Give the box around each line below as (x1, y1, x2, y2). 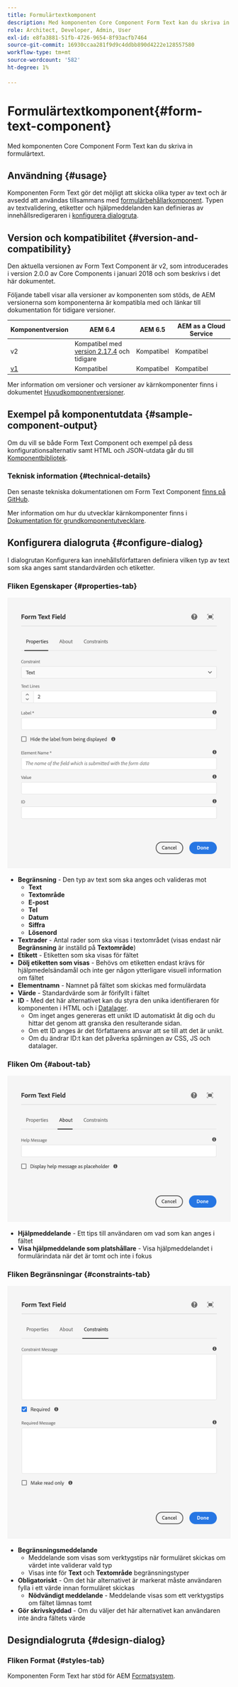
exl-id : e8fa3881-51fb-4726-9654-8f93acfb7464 (7, 34, 147, 41)
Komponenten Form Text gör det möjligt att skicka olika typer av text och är (7, 188, 227, 197)
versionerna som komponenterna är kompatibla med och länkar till (7, 299, 201, 307)
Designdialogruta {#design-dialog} (7, 1634, 166, 1646)
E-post (28, 898, 50, 906)
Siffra (28, 921, 45, 929)
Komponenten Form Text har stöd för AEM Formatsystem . (7, 1671, 176, 1681)
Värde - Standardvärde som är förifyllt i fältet (17, 989, 150, 997)
